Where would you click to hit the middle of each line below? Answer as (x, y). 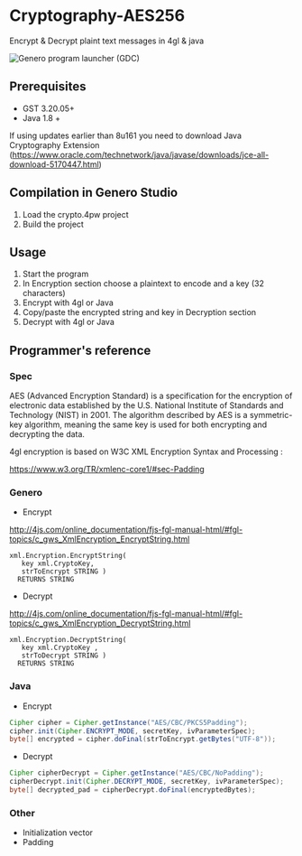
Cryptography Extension (55, 144)
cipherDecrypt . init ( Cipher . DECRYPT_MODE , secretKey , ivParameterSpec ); (146, 782)
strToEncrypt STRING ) (64, 572)
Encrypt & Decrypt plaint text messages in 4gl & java (107, 41)
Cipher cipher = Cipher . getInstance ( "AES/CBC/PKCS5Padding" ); (128, 722)
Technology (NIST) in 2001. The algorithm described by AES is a (128, 415)
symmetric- (271, 415)
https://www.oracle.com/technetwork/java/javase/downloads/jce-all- (141, 154)
